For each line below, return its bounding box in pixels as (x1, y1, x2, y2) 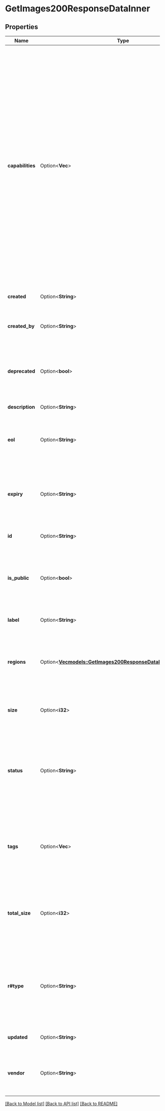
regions (7, 659, 26, 665)
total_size (7, 910, 31, 916)
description (7, 403, 35, 410)
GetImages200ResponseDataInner (5, 3, 151, 14)
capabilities (7, 162, 36, 169)
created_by (7, 323, 35, 329)
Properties (5, 23, 38, 31)
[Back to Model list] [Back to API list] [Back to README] (5, 1101, 118, 1107)
